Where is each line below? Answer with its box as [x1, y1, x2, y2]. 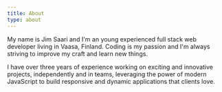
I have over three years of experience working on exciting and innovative [7, 63, 213, 71]
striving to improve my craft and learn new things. [7, 49, 148, 58]
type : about [7, 16, 41, 23]
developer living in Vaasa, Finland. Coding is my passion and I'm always [7, 42, 210, 50]
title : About [7, 10, 45, 17]
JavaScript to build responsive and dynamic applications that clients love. [7, 77, 215, 85]
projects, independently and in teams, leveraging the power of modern [7, 70, 207, 78]
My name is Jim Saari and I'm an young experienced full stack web [7, 35, 197, 43]
